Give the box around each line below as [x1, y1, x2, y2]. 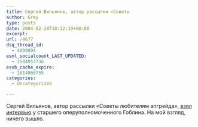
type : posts [6, 20, 36, 26]
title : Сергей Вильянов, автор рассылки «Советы [6, 8, 130, 15]
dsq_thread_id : [6, 42, 44, 48]
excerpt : [6, 31, 28, 37]
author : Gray [6, 14, 39, 20]
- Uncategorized [11, 81, 52, 87]
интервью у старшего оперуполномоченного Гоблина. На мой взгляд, [6, 109, 186, 116]
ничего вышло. [6, 115, 45, 122]
